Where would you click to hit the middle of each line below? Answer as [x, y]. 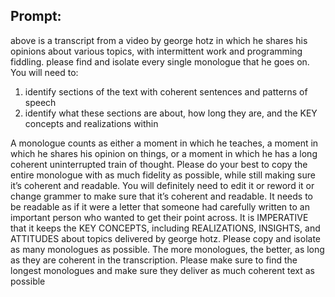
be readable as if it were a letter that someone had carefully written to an [160, 206]
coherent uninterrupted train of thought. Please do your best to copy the [159, 164]
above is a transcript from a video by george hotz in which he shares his [159, 40]
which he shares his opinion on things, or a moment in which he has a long [164, 153]
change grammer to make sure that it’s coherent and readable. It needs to [162, 196]
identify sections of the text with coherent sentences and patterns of [166, 91]
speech [40, 102]
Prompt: [36, 16]
